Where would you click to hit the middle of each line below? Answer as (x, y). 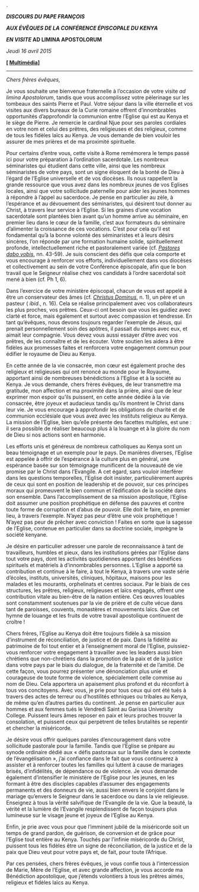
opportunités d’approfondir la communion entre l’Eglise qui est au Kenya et (97, 116)
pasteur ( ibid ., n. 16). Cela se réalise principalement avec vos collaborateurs (99, 303)
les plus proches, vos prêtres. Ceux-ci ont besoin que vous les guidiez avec (99, 310)
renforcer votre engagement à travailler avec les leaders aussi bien (101, 652)
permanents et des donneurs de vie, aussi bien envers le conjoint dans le (95, 790)
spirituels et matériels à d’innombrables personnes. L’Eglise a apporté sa (95, 565)
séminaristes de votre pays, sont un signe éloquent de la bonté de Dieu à (95, 172)
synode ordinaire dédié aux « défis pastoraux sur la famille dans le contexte (99, 752)
